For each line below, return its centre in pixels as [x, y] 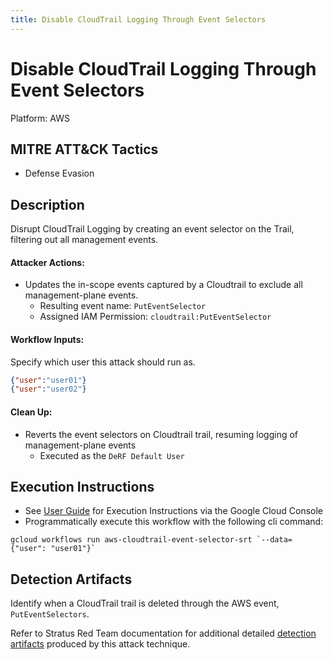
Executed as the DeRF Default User [112, 455]
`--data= [274, 540]
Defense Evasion [59, 173]
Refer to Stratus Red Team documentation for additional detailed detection [163, 633]
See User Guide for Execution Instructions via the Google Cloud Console [174, 511]
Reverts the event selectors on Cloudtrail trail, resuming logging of [161, 434]
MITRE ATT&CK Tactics [84, 149]
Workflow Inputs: [47, 339]
